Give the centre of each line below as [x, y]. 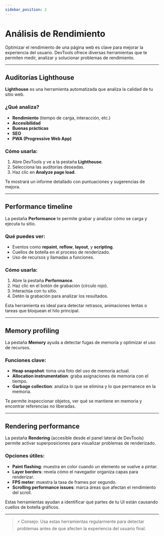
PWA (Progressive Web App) [42, 138]
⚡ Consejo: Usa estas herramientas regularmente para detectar [81, 521]
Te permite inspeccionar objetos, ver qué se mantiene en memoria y [74, 401]
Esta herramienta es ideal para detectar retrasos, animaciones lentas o [76, 306]
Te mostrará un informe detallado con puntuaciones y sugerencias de [75, 182]
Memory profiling [32, 331]
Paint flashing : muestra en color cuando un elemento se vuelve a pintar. [85, 466]
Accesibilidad [26, 123]
